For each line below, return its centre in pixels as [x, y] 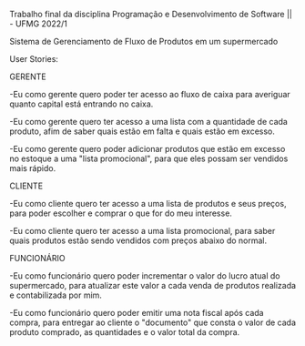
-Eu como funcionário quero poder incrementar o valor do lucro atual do [145, 276]
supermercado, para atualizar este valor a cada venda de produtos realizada [153, 285]
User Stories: [34, 59]
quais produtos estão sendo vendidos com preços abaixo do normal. [138, 240]
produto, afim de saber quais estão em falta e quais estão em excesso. [142, 131]
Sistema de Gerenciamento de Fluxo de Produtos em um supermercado [144, 41]
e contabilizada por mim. [56, 295]
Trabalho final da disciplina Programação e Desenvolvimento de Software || [151, 14]
